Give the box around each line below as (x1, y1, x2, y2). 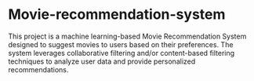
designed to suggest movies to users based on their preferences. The (8, 39, 234, 49)
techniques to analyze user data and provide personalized (8, 57, 196, 66)
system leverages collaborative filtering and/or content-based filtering (8, 48, 235, 57)
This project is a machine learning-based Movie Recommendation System (8, 31, 247, 41)
